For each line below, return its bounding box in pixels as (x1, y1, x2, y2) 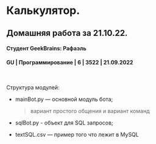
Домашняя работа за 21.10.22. (6, 28, 128, 38)
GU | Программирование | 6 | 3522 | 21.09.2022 (6, 58, 133, 66)
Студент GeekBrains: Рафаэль (6, 45, 87, 52)
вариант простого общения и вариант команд (30, 108, 150, 115)
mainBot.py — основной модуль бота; (15, 95, 113, 103)
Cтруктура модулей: (6, 84, 60, 91)
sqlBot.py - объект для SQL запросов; (15, 119, 114, 126)
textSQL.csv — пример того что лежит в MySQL (15, 131, 139, 139)
